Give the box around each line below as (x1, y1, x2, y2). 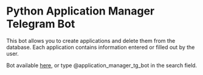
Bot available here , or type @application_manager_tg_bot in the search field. (6, 62, 198, 69)
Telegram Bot (6, 17, 75, 31)
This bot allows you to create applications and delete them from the (6, 37, 176, 44)
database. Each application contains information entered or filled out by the (6, 44, 195, 51)
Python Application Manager (6, 4, 155, 18)
